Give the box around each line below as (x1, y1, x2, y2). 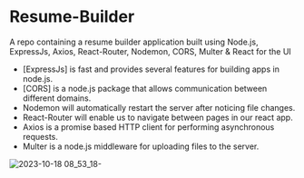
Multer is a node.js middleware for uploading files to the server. (22, 141, 260, 152)
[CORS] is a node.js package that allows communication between (22, 83, 268, 94)
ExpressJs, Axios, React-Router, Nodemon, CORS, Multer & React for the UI (9, 45, 292, 56)
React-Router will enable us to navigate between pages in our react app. (22, 112, 293, 123)
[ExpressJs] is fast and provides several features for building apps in (22, 64, 279, 74)
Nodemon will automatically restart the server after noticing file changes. (22, 102, 296, 113)
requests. (22, 131, 59, 142)
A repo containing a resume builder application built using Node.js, (9, 36, 259, 47)
